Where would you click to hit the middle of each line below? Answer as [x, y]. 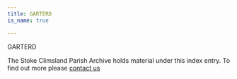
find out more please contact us [54, 68]
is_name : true [28, 20]
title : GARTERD [30, 14]
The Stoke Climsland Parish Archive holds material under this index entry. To [119, 60]
